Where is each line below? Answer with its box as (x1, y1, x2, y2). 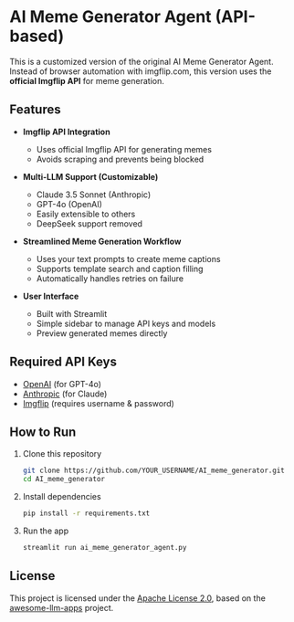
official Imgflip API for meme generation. (9, 75, 164, 86)
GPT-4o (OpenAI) (36, 198, 103, 209)
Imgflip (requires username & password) (22, 397, 175, 408)
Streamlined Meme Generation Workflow (22, 236, 182, 247)
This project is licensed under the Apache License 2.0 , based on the (9, 592, 267, 604)
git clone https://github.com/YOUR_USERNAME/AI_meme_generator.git (22, 466, 285, 476)
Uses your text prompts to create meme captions (36, 253, 221, 264)
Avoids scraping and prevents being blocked (36, 153, 205, 164)
